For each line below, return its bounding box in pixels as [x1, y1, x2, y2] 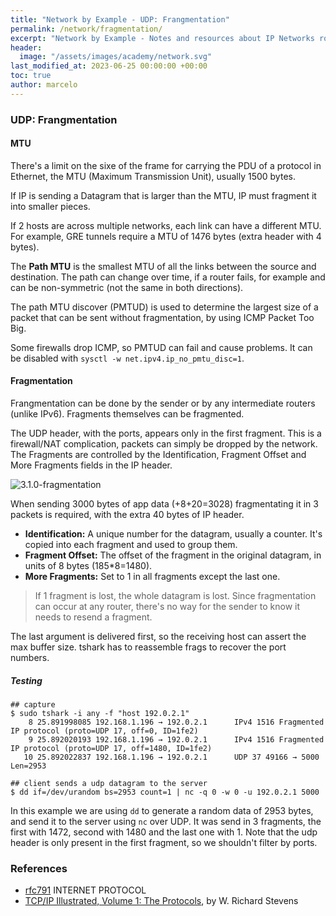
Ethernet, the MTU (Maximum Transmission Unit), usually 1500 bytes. [10, 170, 296, 182]
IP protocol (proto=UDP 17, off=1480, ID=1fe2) [10, 744, 213, 754]
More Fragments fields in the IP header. [10, 459, 173, 471]
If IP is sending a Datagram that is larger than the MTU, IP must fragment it [10, 189, 317, 201]
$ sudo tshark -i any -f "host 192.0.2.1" [10, 709, 190, 719]
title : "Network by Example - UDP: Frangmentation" [10, 14, 230, 25]
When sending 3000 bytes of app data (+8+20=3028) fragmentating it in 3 [10, 498, 319, 510]
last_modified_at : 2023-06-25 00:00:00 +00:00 [10, 61, 208, 71]
